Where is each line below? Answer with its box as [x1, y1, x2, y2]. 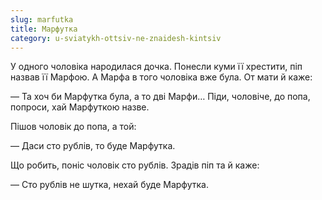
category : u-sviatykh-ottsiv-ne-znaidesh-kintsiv [10, 33, 222, 43]
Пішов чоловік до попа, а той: [10, 121, 137, 133]
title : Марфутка [10, 24, 78, 34]
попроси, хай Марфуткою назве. [10, 101, 150, 113]
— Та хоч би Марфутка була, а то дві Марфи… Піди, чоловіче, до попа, [10, 91, 311, 103]
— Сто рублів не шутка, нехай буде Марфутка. [10, 179, 209, 191]
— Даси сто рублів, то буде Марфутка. [10, 140, 176, 152]
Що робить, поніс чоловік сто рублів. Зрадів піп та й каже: [10, 159, 260, 171]
